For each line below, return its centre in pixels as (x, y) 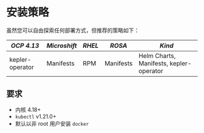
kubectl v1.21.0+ (36, 116)
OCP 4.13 (25, 45)
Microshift (62, 45)
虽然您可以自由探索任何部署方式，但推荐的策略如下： (73, 30)
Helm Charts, (157, 56)
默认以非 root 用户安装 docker (52, 123)
